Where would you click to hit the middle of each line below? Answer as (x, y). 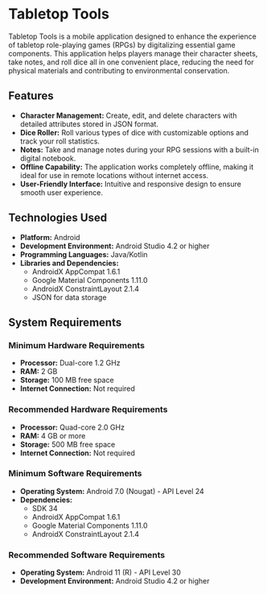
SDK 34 (45, 508)
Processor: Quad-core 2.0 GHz (72, 427)
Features (31, 96)
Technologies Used (58, 218)
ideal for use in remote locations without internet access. (114, 175)
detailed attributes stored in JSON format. (89, 124)
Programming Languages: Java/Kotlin (84, 254)
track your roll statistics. (60, 141)
